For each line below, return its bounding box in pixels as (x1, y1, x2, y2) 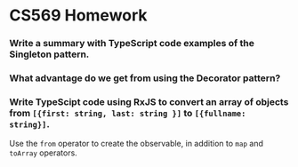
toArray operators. (9, 147, 77, 158)
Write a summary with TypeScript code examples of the (9, 37, 255, 50)
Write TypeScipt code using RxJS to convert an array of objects (9, 95, 289, 107)
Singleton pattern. (9, 48, 90, 60)
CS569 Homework (9, 5, 149, 26)
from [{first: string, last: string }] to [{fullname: (9, 107, 246, 119)
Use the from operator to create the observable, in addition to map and (9, 139, 264, 149)
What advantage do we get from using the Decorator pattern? (9, 72, 281, 84)
